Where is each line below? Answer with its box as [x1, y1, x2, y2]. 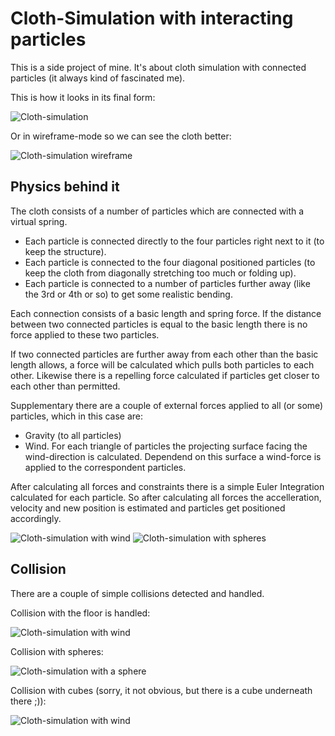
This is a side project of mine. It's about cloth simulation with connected [10, 61, 307, 73]
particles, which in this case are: [10, 410, 144, 422]
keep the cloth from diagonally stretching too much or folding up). [24, 267, 297, 279]
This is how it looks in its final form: [10, 91, 156, 103]
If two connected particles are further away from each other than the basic [10, 348, 319, 360]
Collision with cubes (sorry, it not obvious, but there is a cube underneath [10, 684, 313, 696]
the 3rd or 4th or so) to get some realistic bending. [24, 288, 233, 300]
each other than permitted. [10, 380, 121, 392]
